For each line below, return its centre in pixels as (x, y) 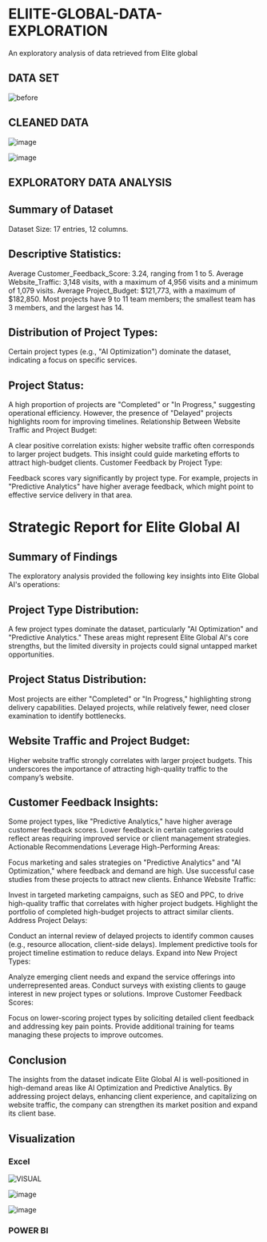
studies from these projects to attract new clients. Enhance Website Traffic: (132, 880)
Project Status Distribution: (78, 679)
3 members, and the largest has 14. (66, 307)
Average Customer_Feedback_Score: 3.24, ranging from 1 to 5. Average (126, 274)
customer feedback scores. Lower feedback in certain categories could (126, 830)
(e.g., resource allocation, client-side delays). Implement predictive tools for (133, 944)
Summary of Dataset (61, 210)
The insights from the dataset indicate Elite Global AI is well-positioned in (129, 1080)
